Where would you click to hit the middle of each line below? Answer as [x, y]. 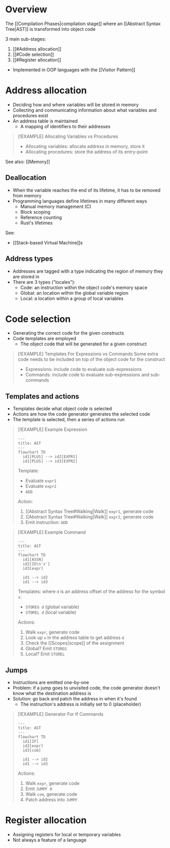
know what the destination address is [52, 693]
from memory [27, 195]
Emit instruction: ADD [46, 522]
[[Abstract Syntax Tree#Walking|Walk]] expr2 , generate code [90, 517]
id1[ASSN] [33, 560]
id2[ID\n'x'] [37, 564]
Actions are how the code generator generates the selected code [81, 414]
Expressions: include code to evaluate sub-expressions [83, 369]
